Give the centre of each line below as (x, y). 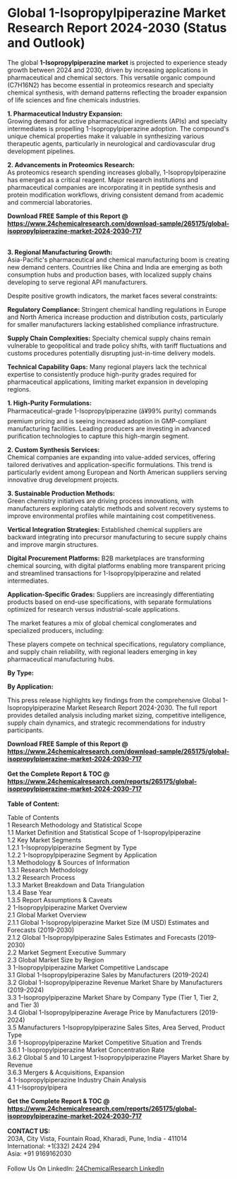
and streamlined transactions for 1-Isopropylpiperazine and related (104, 573)
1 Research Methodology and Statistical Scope (75, 825)
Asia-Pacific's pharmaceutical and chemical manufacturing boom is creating (119, 260)
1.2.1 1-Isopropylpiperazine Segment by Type (72, 847)
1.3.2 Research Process (41, 877)
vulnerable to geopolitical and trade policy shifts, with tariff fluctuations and (117, 345)
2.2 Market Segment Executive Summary (67, 952)
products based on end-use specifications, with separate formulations (110, 602)
